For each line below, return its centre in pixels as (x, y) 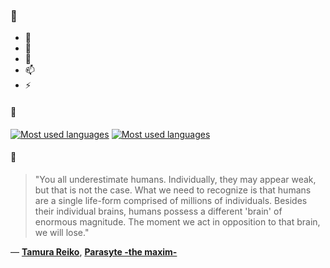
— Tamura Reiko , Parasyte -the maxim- (94, 251)
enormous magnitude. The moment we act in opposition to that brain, (177, 221)
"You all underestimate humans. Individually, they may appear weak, (175, 179)
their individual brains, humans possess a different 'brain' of (158, 211)
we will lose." (62, 232)
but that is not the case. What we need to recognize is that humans (173, 190)
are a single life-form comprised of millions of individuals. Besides (171, 200)
